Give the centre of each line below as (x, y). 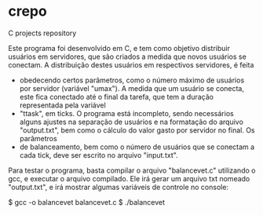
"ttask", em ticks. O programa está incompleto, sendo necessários (126, 113)
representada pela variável (62, 105)
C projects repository (42, 33)
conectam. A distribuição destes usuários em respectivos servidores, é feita (131, 64)
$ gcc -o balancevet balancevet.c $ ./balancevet (87, 202)
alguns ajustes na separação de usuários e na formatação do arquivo (131, 122)
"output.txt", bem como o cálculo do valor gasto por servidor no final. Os (137, 130)
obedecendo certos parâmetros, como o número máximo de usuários (132, 80)
